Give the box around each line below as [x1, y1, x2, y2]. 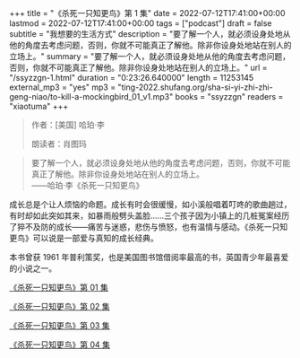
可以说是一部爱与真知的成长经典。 [32, 232, 159, 243]
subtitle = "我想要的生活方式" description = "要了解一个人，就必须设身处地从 [9, 29, 291, 39]
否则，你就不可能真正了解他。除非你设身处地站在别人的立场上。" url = [9, 62, 268, 73]
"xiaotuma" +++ [9, 101, 69, 111]
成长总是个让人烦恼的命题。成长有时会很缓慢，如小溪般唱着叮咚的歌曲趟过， [9, 199, 292, 209]
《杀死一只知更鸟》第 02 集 [9, 301, 110, 311]
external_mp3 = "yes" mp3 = [9, 82, 116, 92]
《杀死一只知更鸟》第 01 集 [9, 282, 109, 293]
